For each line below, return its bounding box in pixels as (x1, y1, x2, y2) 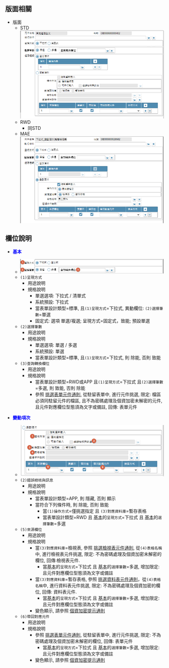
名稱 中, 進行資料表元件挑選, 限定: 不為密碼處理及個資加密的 (35, 582, 156, 589)
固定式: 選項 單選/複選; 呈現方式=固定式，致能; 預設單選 (35, 318, 150, 324)
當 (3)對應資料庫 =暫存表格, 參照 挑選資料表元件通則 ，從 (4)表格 (35, 576, 161, 582)
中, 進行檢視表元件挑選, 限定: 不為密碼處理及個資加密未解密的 (35, 551, 162, 557)
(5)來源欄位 (20, 527, 42, 532)
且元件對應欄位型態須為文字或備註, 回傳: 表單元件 (35, 404, 137, 410)
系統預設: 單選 (35, 349, 64, 355)
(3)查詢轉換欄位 (20, 361, 50, 366)
